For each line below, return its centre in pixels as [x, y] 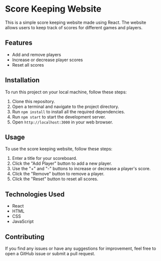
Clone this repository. [33, 101]
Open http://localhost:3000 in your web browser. [62, 122]
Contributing [25, 237]
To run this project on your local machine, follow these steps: [66, 92]
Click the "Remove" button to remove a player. [58, 174]
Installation [22, 80]
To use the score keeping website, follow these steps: [59, 149]
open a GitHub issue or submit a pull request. [50, 253]
